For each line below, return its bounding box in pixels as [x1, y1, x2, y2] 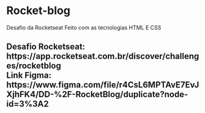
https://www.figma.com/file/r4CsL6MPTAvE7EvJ [6, 80, 199, 90]
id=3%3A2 [6, 99, 49, 109]
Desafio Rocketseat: [6, 42, 86, 52]
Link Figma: [6, 70, 52, 81]
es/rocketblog [6, 60, 61, 71]
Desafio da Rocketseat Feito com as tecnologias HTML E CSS [6, 24, 162, 31]
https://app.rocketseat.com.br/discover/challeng [6, 51, 199, 62]
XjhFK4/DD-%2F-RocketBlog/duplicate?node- [6, 89, 188, 100]
